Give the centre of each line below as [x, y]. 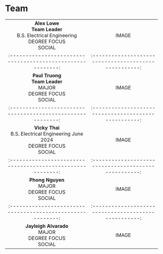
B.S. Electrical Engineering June [47, 134]
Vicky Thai [47, 128]
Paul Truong [47, 75]
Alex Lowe [47, 23]
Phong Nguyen [47, 180]
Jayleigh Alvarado [47, 226]
